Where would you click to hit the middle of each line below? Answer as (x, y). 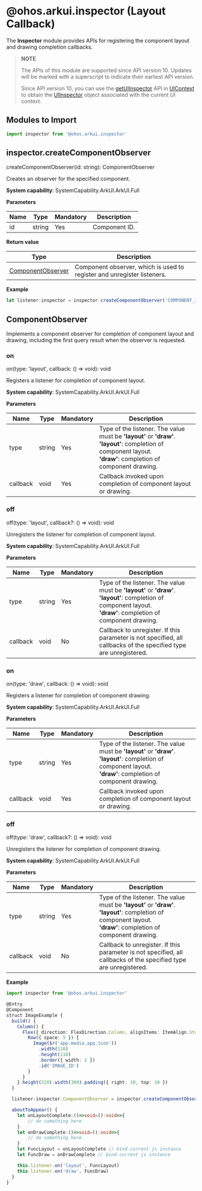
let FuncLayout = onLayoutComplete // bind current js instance (99, 1149)
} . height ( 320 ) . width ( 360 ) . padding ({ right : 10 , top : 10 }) (93, 1083)
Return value (23, 242)
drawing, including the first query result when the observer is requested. (96, 340)
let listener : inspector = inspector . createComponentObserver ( (86, 300)
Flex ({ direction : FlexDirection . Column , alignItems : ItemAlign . (106, 1032)
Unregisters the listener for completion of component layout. (81, 534)
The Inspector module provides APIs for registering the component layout (98, 40)
